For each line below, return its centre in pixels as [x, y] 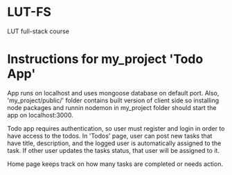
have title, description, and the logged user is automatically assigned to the [114, 143]
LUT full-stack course [38, 31]
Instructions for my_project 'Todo [105, 59]
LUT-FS [29, 12]
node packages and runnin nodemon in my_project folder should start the [112, 107]
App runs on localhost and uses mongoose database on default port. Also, [113, 93]
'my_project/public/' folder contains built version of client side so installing [113, 100]
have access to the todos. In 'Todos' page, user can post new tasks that [110, 136]
